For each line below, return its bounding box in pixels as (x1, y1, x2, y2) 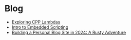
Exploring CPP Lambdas (11, 19, 60, 25)
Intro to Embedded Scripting (11, 24, 69, 30)
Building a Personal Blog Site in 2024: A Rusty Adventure (11, 29, 126, 35)
